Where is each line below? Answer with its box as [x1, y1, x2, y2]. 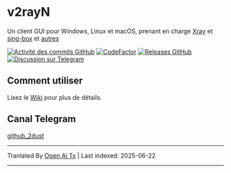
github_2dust [7, 132, 45, 140]
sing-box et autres [7, 34, 60, 42]
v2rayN [7, 4, 50, 20]
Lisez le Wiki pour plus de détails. [7, 93, 102, 101]
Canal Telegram [7, 113, 76, 125]
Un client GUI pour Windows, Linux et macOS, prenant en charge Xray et [7, 27, 213, 35]
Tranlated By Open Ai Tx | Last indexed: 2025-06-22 [7, 151, 156, 159]
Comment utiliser [7, 75, 83, 87]
